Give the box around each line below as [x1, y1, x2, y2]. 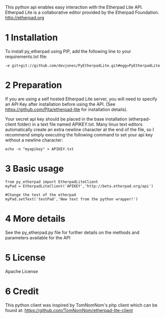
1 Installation [5, 32, 58, 44]
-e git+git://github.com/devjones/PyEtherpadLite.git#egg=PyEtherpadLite [5, 63, 161, 68]
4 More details [5, 213, 66, 224]
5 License [5, 252, 46, 263]
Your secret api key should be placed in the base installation [5, 116, 127, 122]
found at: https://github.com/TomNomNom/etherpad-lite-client [5, 307, 133, 313]
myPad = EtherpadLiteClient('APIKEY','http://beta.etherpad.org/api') [5, 183, 154, 188]
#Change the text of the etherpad [5, 192, 77, 197]
